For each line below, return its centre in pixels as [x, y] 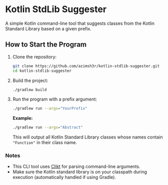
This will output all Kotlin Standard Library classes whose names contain [88, 137]
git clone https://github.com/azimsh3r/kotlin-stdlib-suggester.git [86, 66]
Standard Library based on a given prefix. [48, 28]
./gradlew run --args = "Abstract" [48, 127]
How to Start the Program [46, 45]
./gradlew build [30, 89]
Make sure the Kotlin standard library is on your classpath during [80, 172]
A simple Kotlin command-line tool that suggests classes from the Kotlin [80, 23]
